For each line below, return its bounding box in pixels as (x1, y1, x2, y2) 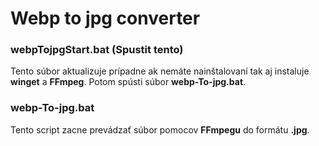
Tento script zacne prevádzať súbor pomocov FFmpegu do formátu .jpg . (10, 123, 310, 136)
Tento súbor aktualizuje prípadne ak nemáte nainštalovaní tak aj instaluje (10, 65, 310, 77)
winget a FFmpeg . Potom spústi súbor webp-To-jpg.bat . (10, 76, 247, 88)
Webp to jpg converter (10, 7, 201, 30)
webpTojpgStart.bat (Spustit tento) (10, 43, 184, 57)
